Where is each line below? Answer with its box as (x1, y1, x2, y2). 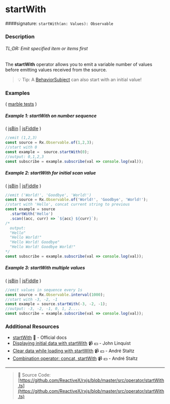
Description (5, 33, 35, 40)
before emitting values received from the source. (5, 67, 107, 73)
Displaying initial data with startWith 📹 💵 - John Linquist (12, 340, 131, 346)
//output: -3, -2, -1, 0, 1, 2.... (5, 306, 80, 312)
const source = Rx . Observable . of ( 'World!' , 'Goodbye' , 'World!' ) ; (5, 197, 148, 203)
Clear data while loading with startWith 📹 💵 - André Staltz (12, 348, 135, 354)
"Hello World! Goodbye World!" (10, 245, 76, 250)
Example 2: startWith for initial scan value (5, 170, 96, 176)
